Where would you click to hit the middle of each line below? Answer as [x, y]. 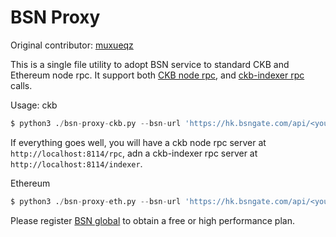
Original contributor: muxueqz [72, 45]
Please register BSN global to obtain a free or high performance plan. [152, 220]
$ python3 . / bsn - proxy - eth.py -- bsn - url [96, 201]
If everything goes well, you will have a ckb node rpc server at [138, 142]
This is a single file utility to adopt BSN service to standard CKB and [150, 64]
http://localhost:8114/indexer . [76, 163]
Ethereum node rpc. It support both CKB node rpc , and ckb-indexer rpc [157, 75]
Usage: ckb [34, 105]
